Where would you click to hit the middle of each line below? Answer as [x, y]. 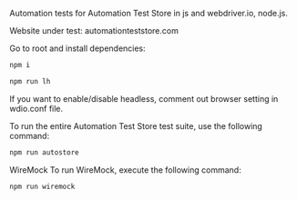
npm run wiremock [42, 186]
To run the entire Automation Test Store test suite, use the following [136, 125]
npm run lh [30, 81]
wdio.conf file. [36, 108]
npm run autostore [44, 152]
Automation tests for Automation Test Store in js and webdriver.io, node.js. [149, 13]
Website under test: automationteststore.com [94, 30]
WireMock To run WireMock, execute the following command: [125, 170]
